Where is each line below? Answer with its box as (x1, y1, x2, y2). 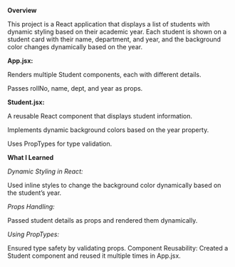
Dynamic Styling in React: (7, 167, 83, 176)
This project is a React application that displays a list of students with (7, 20, 210, 28)
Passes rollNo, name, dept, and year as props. (7, 84, 143, 92)
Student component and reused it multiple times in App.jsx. (7, 251, 182, 260)
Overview (7, 6, 37, 14)
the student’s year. (7, 188, 62, 197)
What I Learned (7, 153, 54, 161)
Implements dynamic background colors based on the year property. (7, 126, 209, 134)
